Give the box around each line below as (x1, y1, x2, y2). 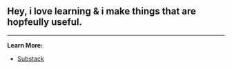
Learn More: (7, 41, 43, 49)
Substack (17, 55, 45, 63)
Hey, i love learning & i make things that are (7, 6, 197, 17)
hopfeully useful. (7, 17, 83, 28)
